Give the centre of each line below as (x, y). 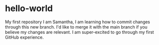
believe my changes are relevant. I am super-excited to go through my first (79, 32)
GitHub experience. (24, 37)
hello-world (29, 8)
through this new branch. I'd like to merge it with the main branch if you (76, 27)
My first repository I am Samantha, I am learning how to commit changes (78, 22)
